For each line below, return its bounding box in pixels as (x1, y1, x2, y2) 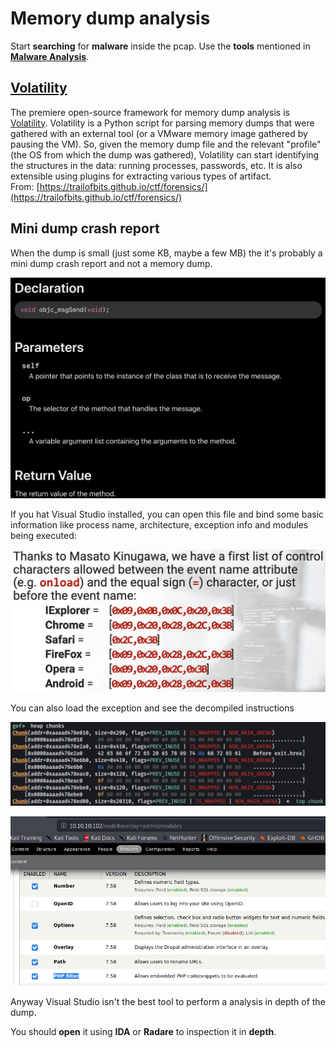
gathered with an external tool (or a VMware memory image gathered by (10, 127, 308, 139)
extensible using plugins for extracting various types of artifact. (10, 170, 272, 182)
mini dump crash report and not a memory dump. (10, 257, 213, 269)
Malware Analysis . (10, 50, 90, 62)
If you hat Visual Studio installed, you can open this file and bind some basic (10, 508, 325, 520)
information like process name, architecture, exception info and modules (10, 518, 309, 531)
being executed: (10, 529, 77, 541)
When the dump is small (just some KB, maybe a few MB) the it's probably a (10, 247, 323, 259)
